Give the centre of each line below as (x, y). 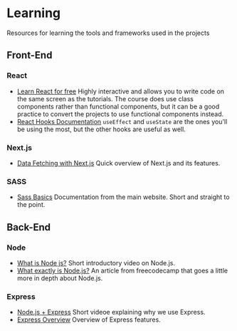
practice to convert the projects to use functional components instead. (120, 114)
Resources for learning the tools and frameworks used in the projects (108, 33)
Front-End (30, 55)
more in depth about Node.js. (60, 278)
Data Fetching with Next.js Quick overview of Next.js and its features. (118, 163)
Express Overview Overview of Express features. (89, 320)
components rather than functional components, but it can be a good (118, 106)
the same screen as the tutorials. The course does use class (105, 98)
